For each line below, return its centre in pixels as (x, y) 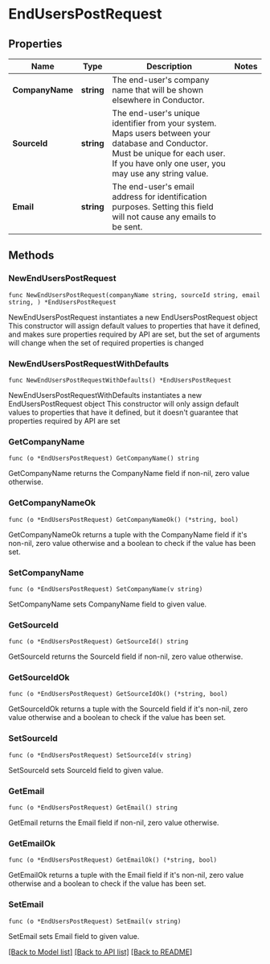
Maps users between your (162, 133)
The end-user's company (161, 80)
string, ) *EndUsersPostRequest (62, 302)
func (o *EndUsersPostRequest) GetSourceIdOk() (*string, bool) (118, 694)
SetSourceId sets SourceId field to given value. (86, 770)
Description (169, 66)
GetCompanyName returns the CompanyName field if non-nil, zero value (129, 474)
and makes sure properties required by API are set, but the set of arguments (134, 334)
